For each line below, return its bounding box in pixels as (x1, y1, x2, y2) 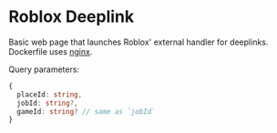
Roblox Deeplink (8, 6, 135, 27)
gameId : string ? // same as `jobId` (16, 107, 156, 116)
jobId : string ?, (16, 98, 78, 107)
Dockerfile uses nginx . (8, 46, 93, 56)
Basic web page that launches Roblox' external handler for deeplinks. (8, 36, 269, 47)
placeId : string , (16, 89, 83, 99)
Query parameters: (8, 64, 79, 75)
